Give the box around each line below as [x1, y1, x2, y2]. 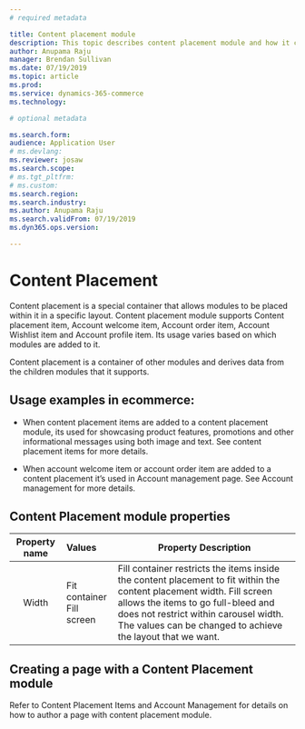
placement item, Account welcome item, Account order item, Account [9, 319, 271, 330]
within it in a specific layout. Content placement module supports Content [9, 310, 284, 321]
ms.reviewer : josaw [9, 155, 84, 165]
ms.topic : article [9, 72, 79, 82]
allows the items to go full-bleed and [117, 596, 275, 609]
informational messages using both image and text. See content [22, 435, 261, 446]
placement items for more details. [22, 445, 149, 456]
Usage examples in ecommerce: [9, 393, 195, 408]
